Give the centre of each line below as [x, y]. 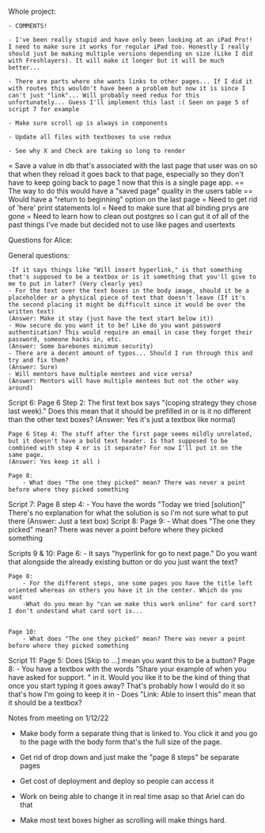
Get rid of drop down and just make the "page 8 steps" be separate [129, 757]
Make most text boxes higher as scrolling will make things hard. [123, 820]
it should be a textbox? [45, 702]
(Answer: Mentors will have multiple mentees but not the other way [123, 381]
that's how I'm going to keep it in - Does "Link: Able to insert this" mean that [132, 694]
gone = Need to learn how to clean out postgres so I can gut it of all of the [129, 216]
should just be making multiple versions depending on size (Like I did [131, 54]
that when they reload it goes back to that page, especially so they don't [126, 174]
